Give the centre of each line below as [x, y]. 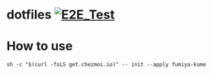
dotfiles [29, 15]
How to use [40, 46]
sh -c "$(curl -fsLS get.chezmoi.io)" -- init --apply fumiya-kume [106, 65]
